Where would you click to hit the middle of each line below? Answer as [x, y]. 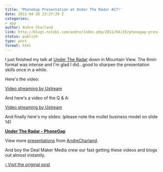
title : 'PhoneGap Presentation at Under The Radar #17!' [64, 9]
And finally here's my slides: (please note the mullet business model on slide [81, 116]
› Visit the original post [28, 164]
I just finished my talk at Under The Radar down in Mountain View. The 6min [81, 59]
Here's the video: [22, 79]
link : [10, 32]
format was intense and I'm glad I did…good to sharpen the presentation [77, 64]
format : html [18, 46]
